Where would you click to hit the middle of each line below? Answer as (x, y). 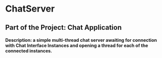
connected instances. (29, 51)
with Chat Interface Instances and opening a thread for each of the (77, 45)
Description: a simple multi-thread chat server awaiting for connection (81, 40)
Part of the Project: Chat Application (64, 27)
